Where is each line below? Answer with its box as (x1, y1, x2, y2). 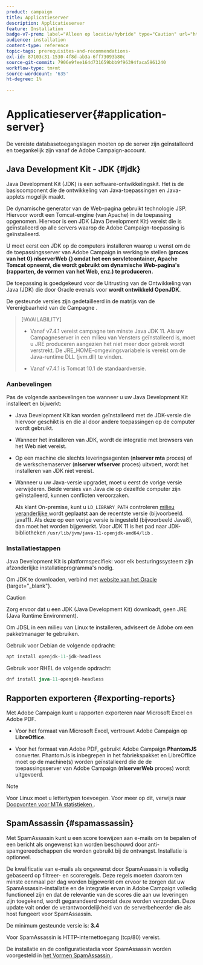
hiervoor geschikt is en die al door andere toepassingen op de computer (14, 418, 195, 426)
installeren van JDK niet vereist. (14, 467, 94, 475)
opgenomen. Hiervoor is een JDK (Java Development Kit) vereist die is (6, 217, 182, 225)
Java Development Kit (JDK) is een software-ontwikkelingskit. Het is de (6, 180, 184, 187)
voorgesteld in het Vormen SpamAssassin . (6, 952, 114, 959)
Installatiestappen (6, 544, 61, 553)
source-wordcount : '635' (6, 71, 69, 77)
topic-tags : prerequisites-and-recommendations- (6, 48, 131, 54)
